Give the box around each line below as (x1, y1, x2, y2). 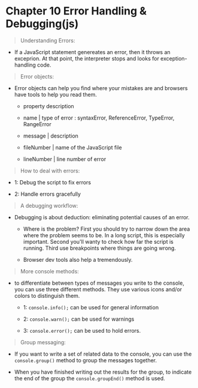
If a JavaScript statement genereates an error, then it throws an (14, 48, 171, 55)
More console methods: (20, 267, 79, 274)
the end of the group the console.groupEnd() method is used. (14, 374, 166, 382)
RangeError (23, 120, 52, 127)
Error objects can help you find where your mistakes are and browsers (14, 84, 188, 91)
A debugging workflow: (20, 202, 78, 209)
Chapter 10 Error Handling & (5, 4, 147, 18)
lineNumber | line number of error (23, 155, 106, 163)
